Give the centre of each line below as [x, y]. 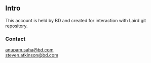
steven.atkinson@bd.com [32, 55]
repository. [16, 26]
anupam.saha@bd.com [30, 50]
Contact [15, 39]
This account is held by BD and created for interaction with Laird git [75, 20]
